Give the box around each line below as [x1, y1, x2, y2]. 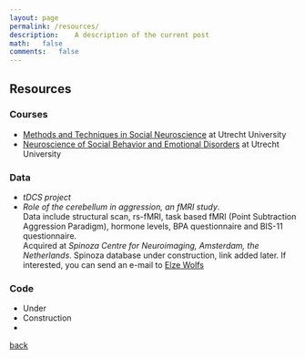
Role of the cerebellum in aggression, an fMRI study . [22, 201, 220, 212]
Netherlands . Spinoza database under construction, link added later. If [22, 250, 287, 261]
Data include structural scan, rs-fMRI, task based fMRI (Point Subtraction [22, 211, 297, 222]
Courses [9, 108, 48, 121]
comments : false [9, 47, 79, 56]
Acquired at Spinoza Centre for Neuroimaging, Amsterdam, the [22, 241, 259, 251]
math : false [9, 38, 64, 48]
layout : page [9, 13, 59, 23]
